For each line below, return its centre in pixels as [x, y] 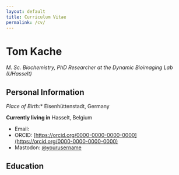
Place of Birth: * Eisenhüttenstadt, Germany [58, 107]
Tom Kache [34, 51]
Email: [22, 129]
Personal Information [45, 92]
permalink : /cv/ [26, 22]
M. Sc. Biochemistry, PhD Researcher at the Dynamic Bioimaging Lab [89, 67]
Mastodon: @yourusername [48, 147]
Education [25, 166]
